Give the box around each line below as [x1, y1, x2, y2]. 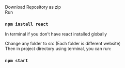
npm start [5, 58, 28, 64]
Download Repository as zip [5, 4, 61, 10]
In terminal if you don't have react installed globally [5, 31, 107, 37]
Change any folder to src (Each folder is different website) [5, 41, 121, 47]
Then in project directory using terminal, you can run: [5, 46, 111, 51]
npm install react [5, 21, 48, 27]
